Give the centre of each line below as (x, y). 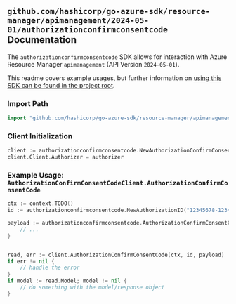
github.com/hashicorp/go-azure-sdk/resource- (109, 12)
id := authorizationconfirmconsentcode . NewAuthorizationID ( (97, 211)
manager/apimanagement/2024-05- (78, 21)
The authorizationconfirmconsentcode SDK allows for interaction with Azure (117, 57)
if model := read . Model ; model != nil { (67, 281)
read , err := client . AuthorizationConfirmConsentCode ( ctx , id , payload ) (116, 255)
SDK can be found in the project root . (61, 85)
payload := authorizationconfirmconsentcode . (75, 223)
